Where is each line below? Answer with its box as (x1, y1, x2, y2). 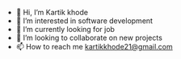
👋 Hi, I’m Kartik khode (15, 8, 89, 17)
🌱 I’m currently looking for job (15, 25, 116, 33)
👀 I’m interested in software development (15, 16, 154, 26)
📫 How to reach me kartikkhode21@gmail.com (15, 42, 174, 51)
